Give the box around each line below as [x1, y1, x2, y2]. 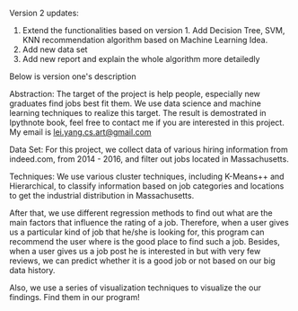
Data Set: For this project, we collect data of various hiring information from [9, 144, 289, 155]
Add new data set [22, 44, 88, 55]
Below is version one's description [9, 71, 136, 82]
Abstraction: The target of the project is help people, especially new [9, 89, 260, 99]
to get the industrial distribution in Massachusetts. [9, 191, 195, 200]
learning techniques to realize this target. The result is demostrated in [9, 108, 267, 118]
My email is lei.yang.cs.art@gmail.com [9, 127, 152, 138]
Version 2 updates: [9, 8, 79, 18]
